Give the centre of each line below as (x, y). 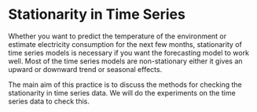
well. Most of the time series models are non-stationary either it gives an (125, 61)
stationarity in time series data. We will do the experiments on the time (122, 92)
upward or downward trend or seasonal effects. (85, 69)
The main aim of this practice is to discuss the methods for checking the (125, 85)
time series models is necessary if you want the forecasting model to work (129, 52)
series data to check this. (49, 101)
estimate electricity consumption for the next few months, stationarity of (125, 44)
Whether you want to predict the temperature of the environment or (117, 36)
